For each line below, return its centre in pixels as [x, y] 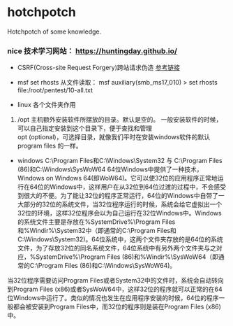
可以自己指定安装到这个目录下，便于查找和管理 [84, 128]
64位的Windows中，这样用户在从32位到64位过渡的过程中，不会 [122, 187]
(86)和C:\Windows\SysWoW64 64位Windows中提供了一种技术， [110, 169]
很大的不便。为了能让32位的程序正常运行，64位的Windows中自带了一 [124, 196]
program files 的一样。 [50, 146]
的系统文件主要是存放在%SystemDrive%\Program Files [96, 222]
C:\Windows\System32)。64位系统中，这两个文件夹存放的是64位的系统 [120, 239]
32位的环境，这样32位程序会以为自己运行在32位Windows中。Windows [119, 213]
